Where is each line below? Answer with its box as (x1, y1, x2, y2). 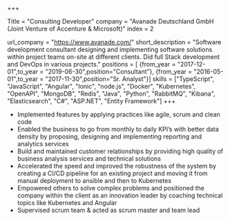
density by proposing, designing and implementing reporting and (17, 132, 202, 141)
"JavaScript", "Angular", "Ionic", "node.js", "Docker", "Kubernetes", (7, 82, 196, 90)
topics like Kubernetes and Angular (17, 199, 117, 206)
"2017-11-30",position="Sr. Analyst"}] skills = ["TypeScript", (45, 75, 215, 83)
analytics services (17, 140, 69, 148)
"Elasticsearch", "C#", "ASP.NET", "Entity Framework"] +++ (7, 97, 176, 105)
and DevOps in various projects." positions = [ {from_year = (7, 60, 176, 68)
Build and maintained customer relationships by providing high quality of (17, 147, 224, 155)
